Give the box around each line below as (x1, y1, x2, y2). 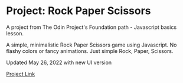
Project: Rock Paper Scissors (6, 4, 151, 18)
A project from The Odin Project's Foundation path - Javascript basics (6, 24, 177, 31)
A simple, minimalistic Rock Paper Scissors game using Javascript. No (6, 41, 177, 48)
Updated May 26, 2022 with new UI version (6, 59, 112, 66)
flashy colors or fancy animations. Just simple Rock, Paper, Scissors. (6, 47, 174, 54)
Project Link (6, 70, 35, 77)
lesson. (6, 29, 24, 36)
